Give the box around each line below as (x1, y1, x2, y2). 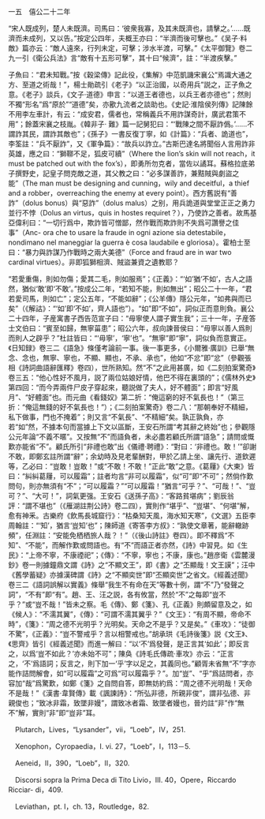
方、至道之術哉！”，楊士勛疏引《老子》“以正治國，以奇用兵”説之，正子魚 (8, 80, 246, 89)
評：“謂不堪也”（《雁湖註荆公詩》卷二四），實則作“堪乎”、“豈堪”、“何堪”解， (8, 501, 254, 510)
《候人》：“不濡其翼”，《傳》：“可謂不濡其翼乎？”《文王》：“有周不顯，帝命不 (8, 610, 252, 619)
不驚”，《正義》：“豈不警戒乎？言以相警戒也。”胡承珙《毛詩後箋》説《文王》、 (8, 630, 252, 638)
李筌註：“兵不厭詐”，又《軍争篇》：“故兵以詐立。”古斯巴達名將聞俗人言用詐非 (8, 139, 256, 148)
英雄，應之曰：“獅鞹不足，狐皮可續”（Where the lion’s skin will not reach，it (8, 149, 256, 158)
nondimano (8, 237, 45, 247)
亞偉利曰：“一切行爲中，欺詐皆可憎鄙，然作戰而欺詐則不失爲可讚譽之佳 (8, 218, 240, 227)
